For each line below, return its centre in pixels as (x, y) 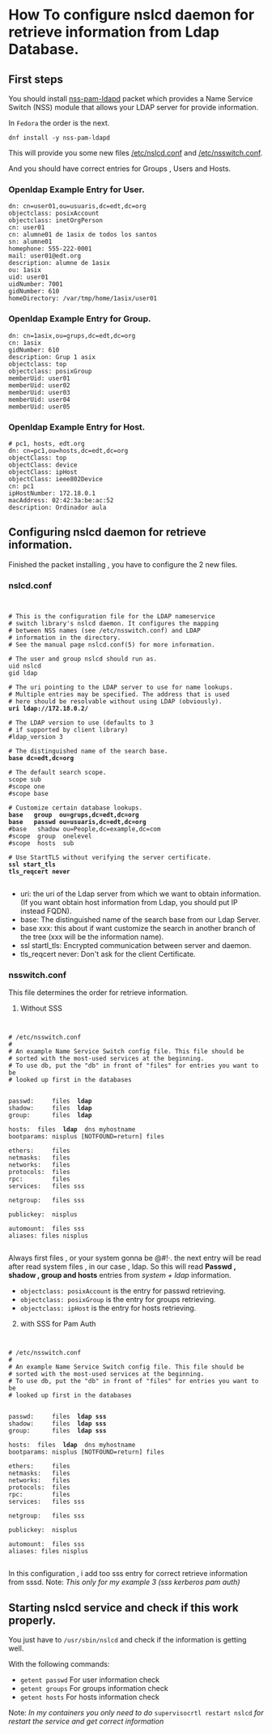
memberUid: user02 (39, 385)
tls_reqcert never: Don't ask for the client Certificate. (108, 954)
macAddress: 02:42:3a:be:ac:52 (61, 500)
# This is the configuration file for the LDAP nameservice (112, 617)
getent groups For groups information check (94, 1689)
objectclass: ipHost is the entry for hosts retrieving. (108, 1308)
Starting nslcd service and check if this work (123, 1607)
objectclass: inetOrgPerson (56, 220)
